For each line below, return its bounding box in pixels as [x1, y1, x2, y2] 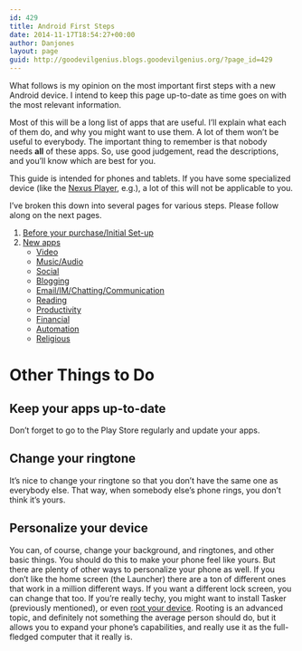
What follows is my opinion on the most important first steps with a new [9, 81, 276, 91]
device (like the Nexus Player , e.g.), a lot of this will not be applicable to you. [9, 183, 294, 193]
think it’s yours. [9, 494, 66, 505]
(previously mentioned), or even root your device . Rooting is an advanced [9, 602, 283, 613]
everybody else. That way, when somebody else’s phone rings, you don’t [9, 484, 282, 495]
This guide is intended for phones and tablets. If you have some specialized [9, 173, 291, 184]
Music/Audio [35, 256, 84, 267]
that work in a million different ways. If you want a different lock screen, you [9, 583, 292, 594]
